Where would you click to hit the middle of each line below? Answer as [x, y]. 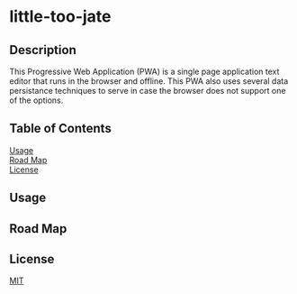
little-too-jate [60, 17]
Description [43, 50]
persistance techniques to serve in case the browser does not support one [148, 91]
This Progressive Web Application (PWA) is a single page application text [144, 71]
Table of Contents [61, 129]
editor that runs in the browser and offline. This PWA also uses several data [149, 81]
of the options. [36, 100]
